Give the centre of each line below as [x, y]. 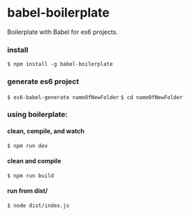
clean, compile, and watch [46, 131]
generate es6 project [43, 82]
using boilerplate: [37, 114]
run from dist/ [28, 191]
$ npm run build [31, 175]
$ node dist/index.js [38, 206]
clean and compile [34, 161]
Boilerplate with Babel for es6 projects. [63, 32]
